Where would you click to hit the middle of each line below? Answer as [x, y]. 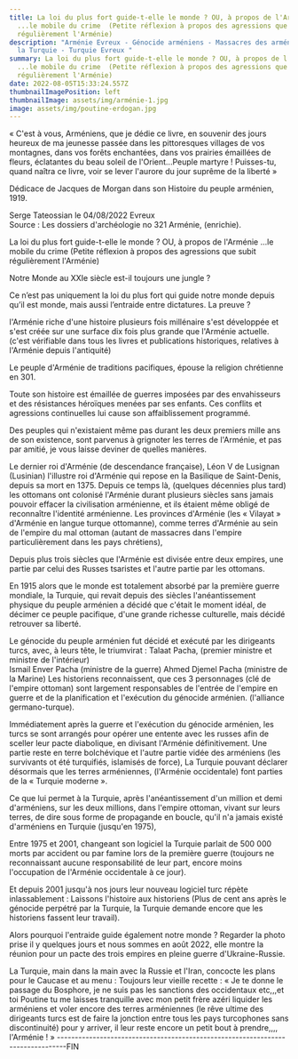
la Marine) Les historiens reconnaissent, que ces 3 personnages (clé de [140, 679]
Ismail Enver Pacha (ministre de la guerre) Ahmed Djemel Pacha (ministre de [149, 670]
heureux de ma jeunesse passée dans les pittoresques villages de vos [137, 143]
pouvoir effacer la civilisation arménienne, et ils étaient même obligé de [140, 504]
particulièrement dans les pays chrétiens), [86, 542]
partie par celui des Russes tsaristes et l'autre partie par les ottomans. [137, 569]
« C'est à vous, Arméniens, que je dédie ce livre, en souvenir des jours [138, 133]
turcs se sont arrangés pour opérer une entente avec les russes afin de [139, 734]
